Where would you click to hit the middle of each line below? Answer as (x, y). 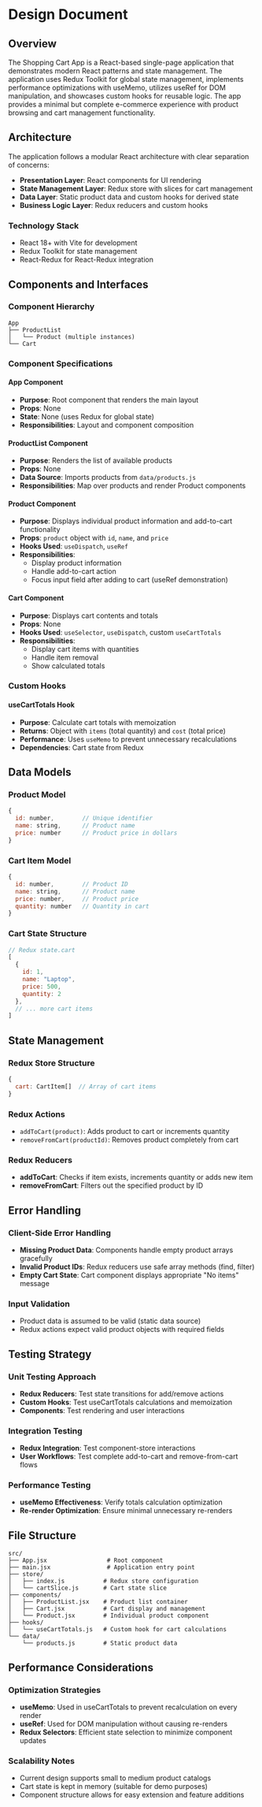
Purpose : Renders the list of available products (96, 461)
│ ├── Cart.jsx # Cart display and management (107, 1609)
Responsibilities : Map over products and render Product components (133, 485)
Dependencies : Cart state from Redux (81, 747)
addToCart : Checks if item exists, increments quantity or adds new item (136, 1177)
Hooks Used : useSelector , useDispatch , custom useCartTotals (120, 632)
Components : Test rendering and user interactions (102, 1410)
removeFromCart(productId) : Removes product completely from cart (129, 1140)
